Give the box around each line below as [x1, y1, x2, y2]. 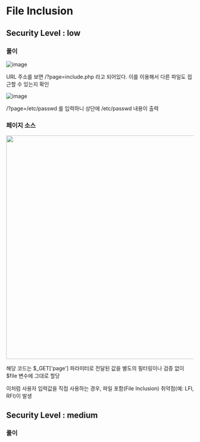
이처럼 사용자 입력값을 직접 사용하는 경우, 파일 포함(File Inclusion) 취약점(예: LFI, [6, 385, 194, 392]
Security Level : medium [6, 410, 98, 420]
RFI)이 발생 [6, 392, 32, 400]
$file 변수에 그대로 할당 [6, 372, 60, 379]
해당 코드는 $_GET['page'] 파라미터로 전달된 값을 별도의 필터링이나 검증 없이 [6, 365, 185, 372]
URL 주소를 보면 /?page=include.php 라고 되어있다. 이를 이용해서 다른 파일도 [6, 73, 186, 80]
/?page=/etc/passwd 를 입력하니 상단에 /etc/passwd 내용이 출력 [6, 104, 159, 112]
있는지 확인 [23, 81, 49, 88]
